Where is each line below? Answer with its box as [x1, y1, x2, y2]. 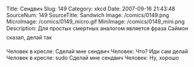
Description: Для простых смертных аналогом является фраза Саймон [6, 25, 189, 32]
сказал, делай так [6, 34, 52, 41]
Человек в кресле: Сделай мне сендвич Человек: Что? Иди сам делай [6, 48, 189, 55]
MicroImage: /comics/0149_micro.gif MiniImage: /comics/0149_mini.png [6, 18, 185, 25]
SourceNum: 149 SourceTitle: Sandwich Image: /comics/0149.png [6, 11, 169, 19]
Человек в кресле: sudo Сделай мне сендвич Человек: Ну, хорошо [6, 54, 180, 61]
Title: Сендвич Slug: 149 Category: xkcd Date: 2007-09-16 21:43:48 [6, 5, 175, 12]
